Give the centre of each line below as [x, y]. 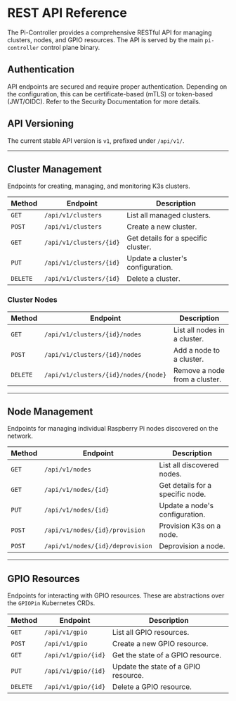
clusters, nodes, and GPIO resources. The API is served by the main [105, 39]
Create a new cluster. [162, 227]
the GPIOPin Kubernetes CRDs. [51, 603]
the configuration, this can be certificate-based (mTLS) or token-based [110, 94]
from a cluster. [197, 379]
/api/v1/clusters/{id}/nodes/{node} [106, 375]
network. [20, 436]
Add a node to [196, 350]
